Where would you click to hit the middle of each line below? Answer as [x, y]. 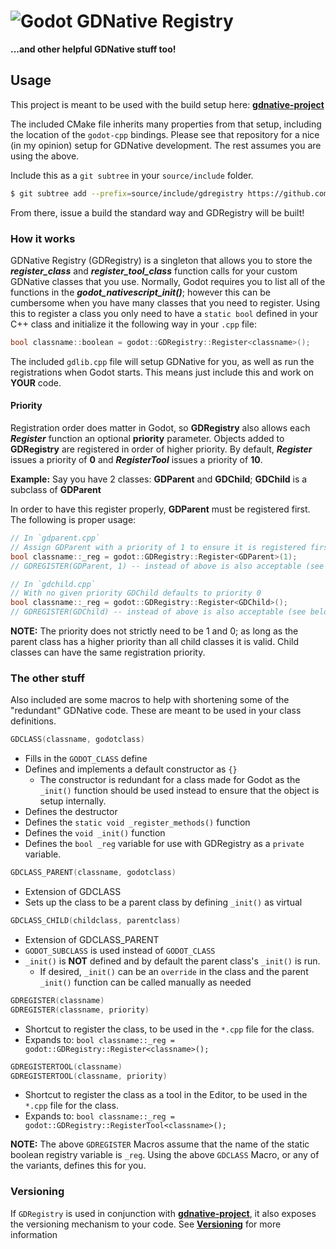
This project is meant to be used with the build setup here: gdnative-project [167, 104]
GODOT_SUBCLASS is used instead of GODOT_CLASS [120, 950]
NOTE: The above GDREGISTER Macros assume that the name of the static [160, 1144]
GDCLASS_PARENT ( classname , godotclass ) [93, 873]
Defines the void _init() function [95, 833]
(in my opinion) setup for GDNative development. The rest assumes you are [166, 145]
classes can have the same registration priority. [108, 652]
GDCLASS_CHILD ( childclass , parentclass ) [96, 921]
